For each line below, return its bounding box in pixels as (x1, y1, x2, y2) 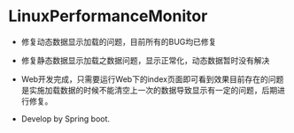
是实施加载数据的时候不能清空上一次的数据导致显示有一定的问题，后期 (20, 85, 278, 95)
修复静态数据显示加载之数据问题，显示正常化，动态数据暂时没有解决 (20, 55, 270, 65)
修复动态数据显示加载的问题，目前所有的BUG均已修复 (20, 36, 217, 47)
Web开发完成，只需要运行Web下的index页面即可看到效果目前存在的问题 (20, 73, 284, 85)
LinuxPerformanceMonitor (8, 6, 208, 26)
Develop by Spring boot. (20, 113, 111, 124)
